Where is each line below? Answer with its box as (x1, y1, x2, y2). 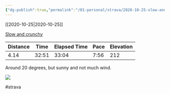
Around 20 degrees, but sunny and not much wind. (5, 64, 111, 71)
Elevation (109, 43, 133, 50)
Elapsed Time (54, 43, 88, 50)
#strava (5, 84, 21, 90)
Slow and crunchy (5, 31, 43, 37)
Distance (8, 43, 30, 50)
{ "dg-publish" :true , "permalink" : (5, 7, 76, 13)
